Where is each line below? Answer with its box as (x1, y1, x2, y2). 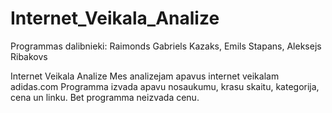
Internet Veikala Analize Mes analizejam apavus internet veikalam (10, 70, 280, 82)
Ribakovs (10, 50, 48, 62)
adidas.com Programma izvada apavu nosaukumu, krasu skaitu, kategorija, (10, 80, 320, 92)
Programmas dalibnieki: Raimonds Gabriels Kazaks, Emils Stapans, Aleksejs (10, 40, 322, 52)
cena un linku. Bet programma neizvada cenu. (10, 91, 200, 103)
